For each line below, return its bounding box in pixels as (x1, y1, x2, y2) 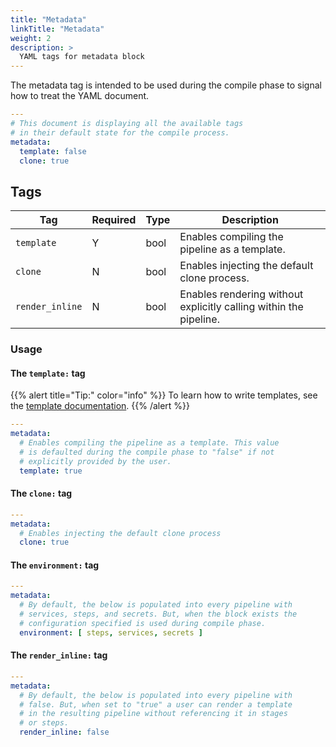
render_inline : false (19, 727, 110, 738)
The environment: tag (10, 559, 100, 571)
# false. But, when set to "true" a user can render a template (19, 699, 293, 710)
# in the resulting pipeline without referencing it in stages (19, 709, 288, 719)
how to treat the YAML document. (10, 90, 150, 102)
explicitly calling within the (179, 300, 304, 314)
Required (91, 213, 137, 227)
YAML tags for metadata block (19, 52, 145, 62)
